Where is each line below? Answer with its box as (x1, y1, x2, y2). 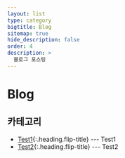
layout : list (7, 10, 46, 18)
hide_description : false (7, 37, 80, 44)
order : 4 (7, 43, 33, 50)
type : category (7, 17, 52, 24)
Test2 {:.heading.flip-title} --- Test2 (17, 142, 119, 151)
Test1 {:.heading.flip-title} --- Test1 (17, 135, 116, 143)
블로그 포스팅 (13, 56, 46, 63)
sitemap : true (7, 29, 49, 37)
